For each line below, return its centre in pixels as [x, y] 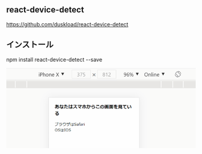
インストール [30, 45]
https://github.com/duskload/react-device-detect [67, 24]
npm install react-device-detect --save [54, 59]
